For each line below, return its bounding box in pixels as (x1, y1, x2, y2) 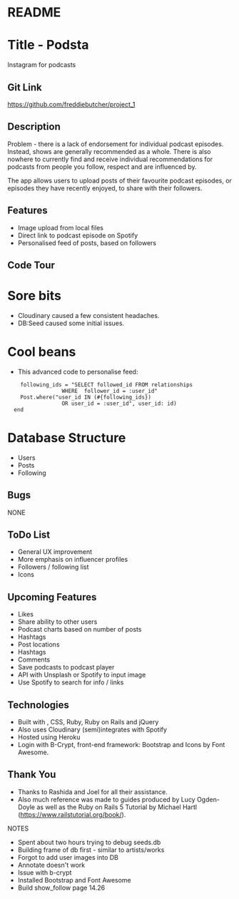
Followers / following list (17, 562, 89, 571)
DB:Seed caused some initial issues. (17, 319, 125, 327)
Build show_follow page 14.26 (17, 883, 106, 892)
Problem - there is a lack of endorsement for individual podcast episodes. (7, 140, 224, 148)
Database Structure (7, 430, 126, 446)
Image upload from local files (17, 223, 103, 232)
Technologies (7, 699, 70, 711)
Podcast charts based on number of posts (17, 625, 142, 634)
